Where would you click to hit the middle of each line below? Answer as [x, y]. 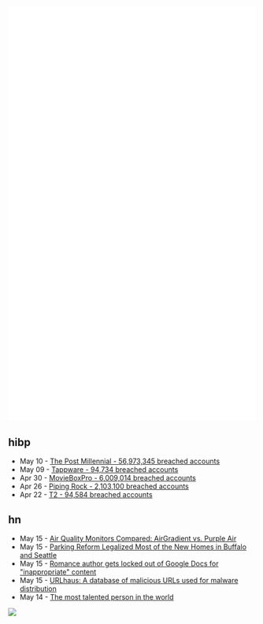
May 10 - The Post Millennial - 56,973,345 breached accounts [120, 461]
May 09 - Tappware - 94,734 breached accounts [99, 470]
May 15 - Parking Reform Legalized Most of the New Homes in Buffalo [133, 547]
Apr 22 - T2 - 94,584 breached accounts [86, 495]
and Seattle [38, 555]
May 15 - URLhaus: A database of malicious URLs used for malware [129, 581]
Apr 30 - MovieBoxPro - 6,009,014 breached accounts [108, 478]
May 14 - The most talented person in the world [97, 597]
